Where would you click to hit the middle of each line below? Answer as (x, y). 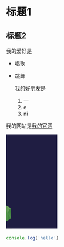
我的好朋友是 (30, 88)
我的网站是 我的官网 (29, 126)
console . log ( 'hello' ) (33, 238)
